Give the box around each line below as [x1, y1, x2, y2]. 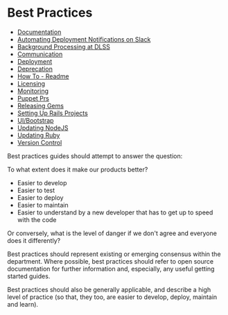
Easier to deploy [17, 193, 64, 202]
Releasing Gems [17, 101, 64, 110]
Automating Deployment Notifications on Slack [17, 35, 151, 43]
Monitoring [17, 87, 49, 95]
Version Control [17, 138, 62, 146]
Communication [17, 50, 63, 58]
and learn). [7, 300, 39, 308]
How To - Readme [17, 71, 69, 80]
